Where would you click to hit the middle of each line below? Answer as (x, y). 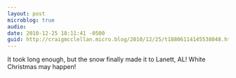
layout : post (26, 14)
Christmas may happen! (42, 67)
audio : (17, 26)
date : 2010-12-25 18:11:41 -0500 (56, 33)
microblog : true (31, 20)
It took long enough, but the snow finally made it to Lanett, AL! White (106, 59)
